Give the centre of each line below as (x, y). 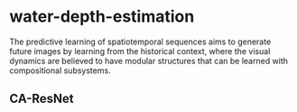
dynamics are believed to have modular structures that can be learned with (149, 61)
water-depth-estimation (102, 17)
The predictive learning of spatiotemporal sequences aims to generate (140, 42)
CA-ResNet (42, 99)
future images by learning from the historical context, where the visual (140, 51)
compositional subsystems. (60, 70)
